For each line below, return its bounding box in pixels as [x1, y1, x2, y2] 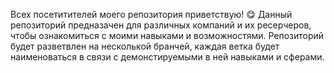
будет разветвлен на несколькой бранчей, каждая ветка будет [10, 40, 280, 52]
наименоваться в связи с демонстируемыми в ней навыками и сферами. [10, 51, 325, 63]
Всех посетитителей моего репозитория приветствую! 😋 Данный [10, 9, 293, 20]
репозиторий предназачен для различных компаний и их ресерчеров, [10, 19, 312, 31]
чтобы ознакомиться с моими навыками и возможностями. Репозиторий [10, 30, 325, 41]
